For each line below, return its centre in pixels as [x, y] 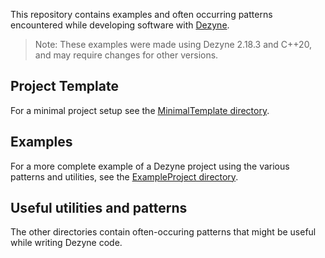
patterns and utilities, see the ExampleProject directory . [124, 176]
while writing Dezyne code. [66, 243]
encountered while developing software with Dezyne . [120, 25]
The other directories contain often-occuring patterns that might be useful [163, 232]
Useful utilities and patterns [99, 208]
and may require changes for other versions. [126, 55]
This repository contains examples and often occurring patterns [141, 14]
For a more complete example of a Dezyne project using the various [150, 166]
